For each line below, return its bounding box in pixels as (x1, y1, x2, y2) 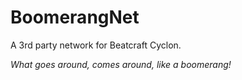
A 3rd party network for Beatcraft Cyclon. (10, 39, 182, 51)
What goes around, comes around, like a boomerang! (10, 58, 232, 70)
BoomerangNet (10, 6, 140, 29)
